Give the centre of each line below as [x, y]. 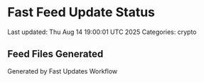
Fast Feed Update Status [81, 12]
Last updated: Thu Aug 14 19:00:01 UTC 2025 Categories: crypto [102, 32]
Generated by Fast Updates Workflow [63, 71]
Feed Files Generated [55, 54]
